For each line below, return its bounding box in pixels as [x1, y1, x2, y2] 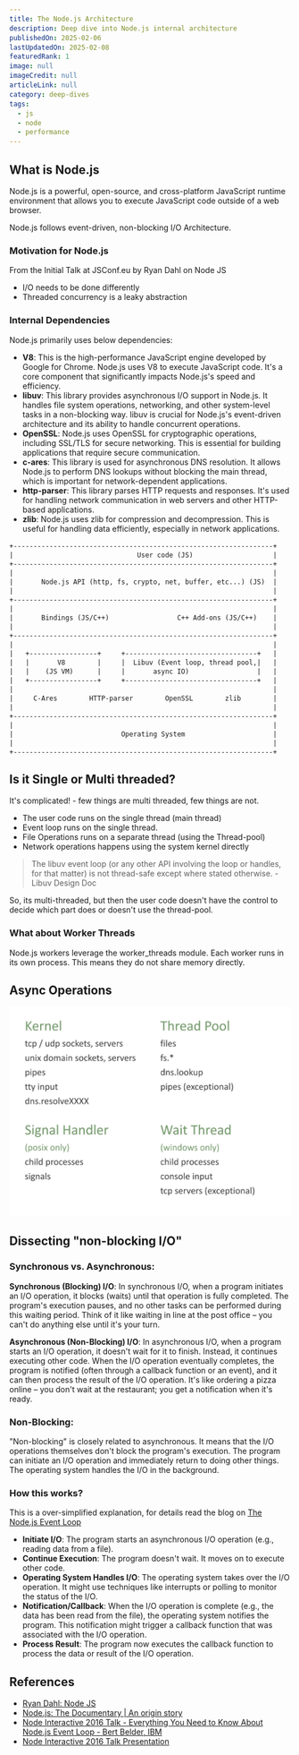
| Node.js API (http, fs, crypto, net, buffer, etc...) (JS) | [9, 578, 278, 586]
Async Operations [9, 983, 112, 998]
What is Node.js [9, 162, 100, 177]
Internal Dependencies [9, 314, 111, 327]
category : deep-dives [9, 90, 90, 98]
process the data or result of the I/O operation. [21, 1648, 194, 1659]
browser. [9, 204, 42, 215]
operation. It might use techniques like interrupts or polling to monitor [21, 1581, 278, 1593]
